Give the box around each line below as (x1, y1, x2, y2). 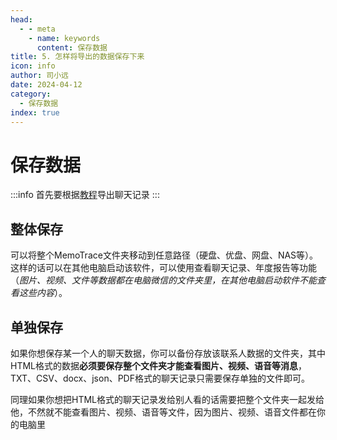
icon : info (10, 61, 56, 71)
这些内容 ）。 (18, 287, 68, 299)
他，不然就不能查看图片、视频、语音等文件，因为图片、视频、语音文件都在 (10, 406, 317, 418)
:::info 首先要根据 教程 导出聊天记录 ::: (10, 189, 160, 201)
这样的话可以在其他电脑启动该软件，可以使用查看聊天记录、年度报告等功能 (10, 262, 317, 274)
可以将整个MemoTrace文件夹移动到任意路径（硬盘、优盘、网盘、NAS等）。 (10, 249, 319, 261)
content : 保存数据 (36, 42, 108, 53)
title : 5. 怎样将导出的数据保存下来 (10, 52, 145, 62)
